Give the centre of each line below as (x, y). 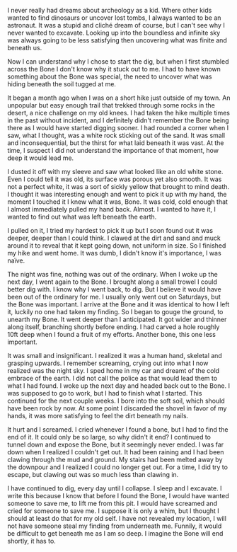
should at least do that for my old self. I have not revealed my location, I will (117, 518)
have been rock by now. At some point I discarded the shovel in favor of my (117, 408)
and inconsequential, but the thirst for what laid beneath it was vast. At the (116, 143)
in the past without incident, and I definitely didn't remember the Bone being (118, 120)
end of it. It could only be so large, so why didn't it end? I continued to (109, 437)
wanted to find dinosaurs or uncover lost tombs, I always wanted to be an (114, 18)
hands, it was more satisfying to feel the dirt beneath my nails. (98, 416)
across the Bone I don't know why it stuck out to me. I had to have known (114, 69)
